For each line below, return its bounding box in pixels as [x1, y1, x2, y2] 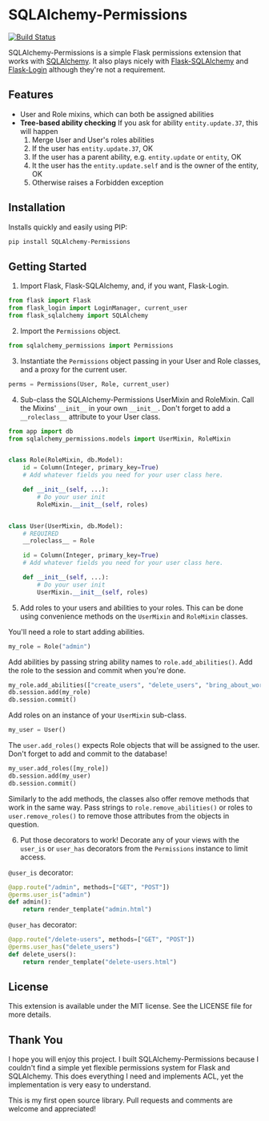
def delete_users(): [8, 950, 78, 958]
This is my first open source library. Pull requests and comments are [8, 1095, 234, 1105]
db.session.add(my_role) [8, 688, 91, 697]
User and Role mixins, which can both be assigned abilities [19, 109, 215, 119]
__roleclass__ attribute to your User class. [19, 412, 161, 421]
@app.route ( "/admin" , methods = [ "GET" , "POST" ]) [8, 883, 171, 892]
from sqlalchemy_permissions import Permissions [8, 341, 174, 350]
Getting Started [8, 259, 87, 274]
